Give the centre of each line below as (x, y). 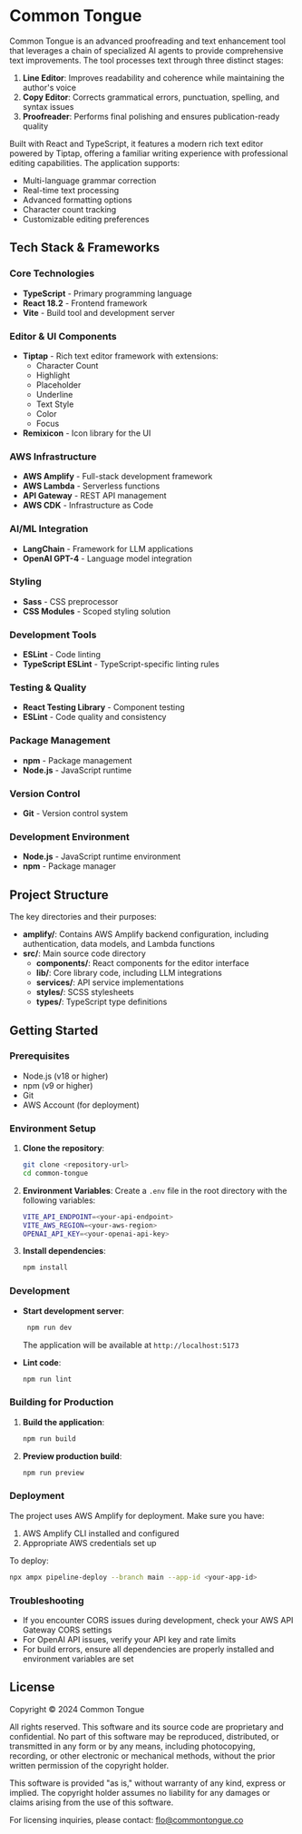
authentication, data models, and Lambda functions (119, 944)
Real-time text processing (71, 190)
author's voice (49, 87)
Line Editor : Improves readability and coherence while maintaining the (153, 77)
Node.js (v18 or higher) (65, 1076)
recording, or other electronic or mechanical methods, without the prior (142, 1755)
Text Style (55, 404)
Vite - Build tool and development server (98, 312)
